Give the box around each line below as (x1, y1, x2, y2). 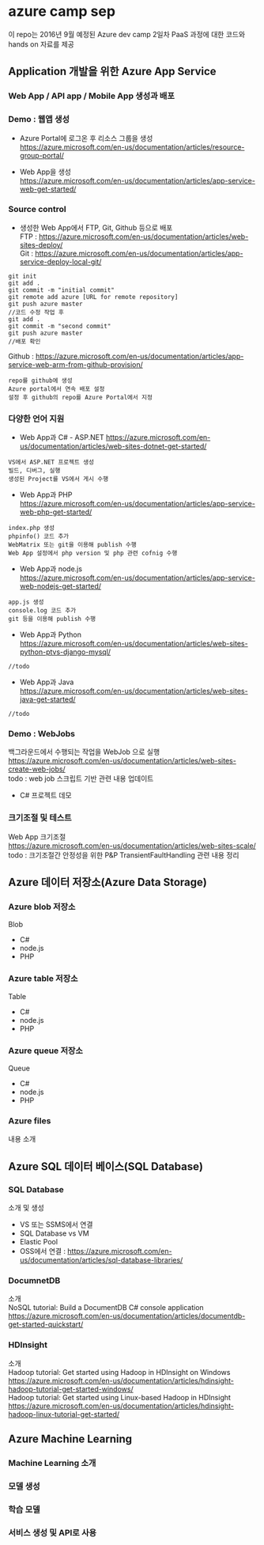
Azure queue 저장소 (8, 1045, 83, 1056)
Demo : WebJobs (8, 729, 76, 740)
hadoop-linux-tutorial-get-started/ (8, 1409, 120, 1418)
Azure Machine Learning (8, 1432, 133, 1445)
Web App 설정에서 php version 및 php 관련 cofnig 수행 (8, 549, 178, 558)
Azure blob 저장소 (8, 901, 76, 912)
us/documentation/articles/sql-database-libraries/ (19, 1255, 183, 1264)
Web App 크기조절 (8, 831, 66, 841)
